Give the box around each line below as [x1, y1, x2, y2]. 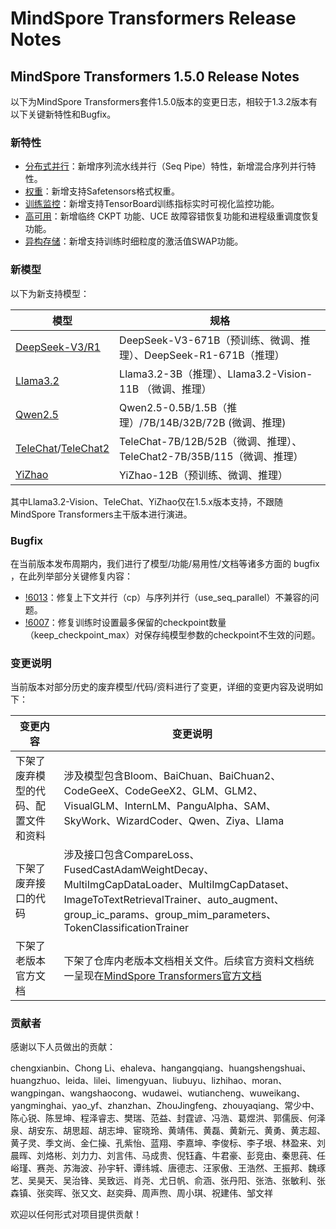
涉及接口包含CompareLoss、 [63, 848, 200, 862]
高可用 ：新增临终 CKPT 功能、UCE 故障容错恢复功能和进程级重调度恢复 [24, 210, 320, 222]
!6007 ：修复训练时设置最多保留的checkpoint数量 [24, 616, 227, 628]
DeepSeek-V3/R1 [15, 340, 101, 354]
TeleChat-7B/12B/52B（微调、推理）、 [119, 434, 303, 448]
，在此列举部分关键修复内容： [10, 570, 133, 582]
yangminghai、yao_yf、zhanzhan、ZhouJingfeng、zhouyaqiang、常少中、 [10, 1100, 320, 1112]
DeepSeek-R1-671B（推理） [144, 348, 285, 362]
